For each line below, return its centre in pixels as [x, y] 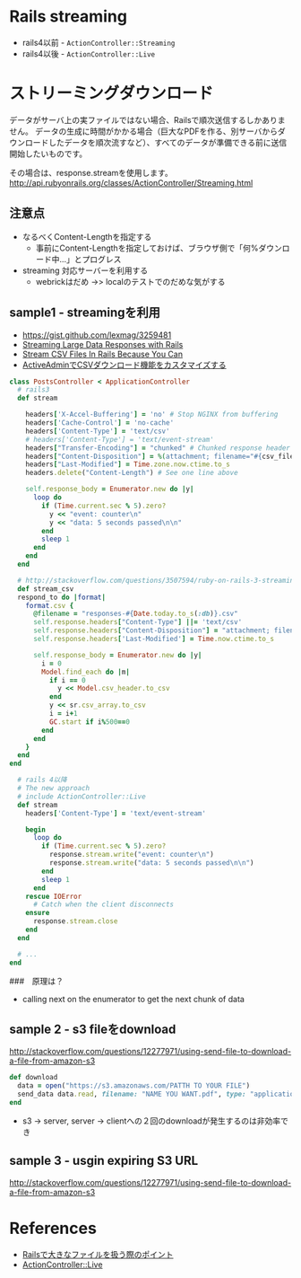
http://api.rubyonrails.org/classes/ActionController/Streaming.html [131, 182]
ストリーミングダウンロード [112, 94]
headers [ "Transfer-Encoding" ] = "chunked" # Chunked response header [158, 448]
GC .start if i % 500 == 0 [89, 722]
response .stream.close [75, 921]
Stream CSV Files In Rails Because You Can [103, 354]
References [53, 1228]
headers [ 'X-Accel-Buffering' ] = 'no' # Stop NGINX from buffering [152, 415]
